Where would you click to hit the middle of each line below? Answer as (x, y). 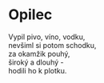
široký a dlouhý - (36, 62)
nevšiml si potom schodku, (52, 45)
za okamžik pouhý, (39, 53)
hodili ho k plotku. (38, 70)
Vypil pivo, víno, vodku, (47, 37)
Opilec (30, 15)
